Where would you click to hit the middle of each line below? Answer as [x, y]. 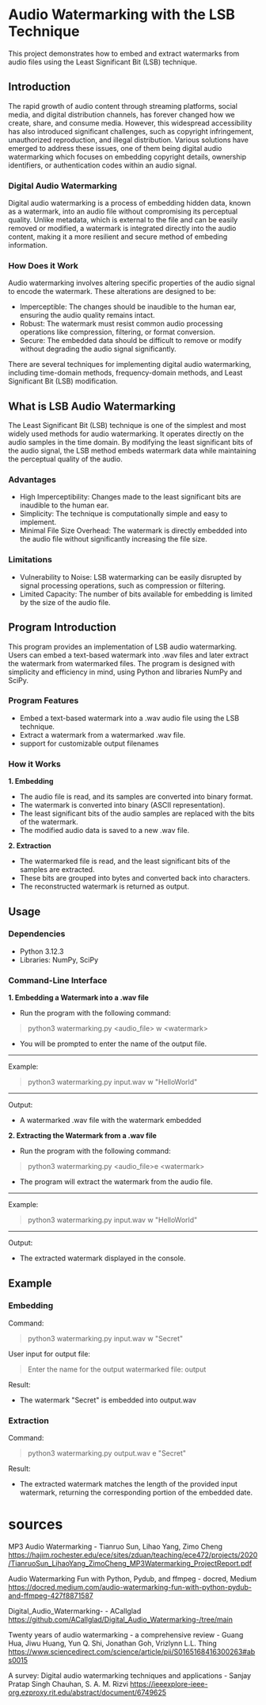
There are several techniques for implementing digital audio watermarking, [130, 365]
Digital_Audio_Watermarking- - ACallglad [75, 1611]
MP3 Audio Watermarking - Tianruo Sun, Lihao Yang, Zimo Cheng [116, 1547]
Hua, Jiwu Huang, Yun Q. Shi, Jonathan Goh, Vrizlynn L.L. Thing [112, 1643]
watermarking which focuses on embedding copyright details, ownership [127, 156]
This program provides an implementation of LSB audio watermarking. [123, 646]
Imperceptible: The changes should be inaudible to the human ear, [128, 307]
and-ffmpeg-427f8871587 [51, 1596]
